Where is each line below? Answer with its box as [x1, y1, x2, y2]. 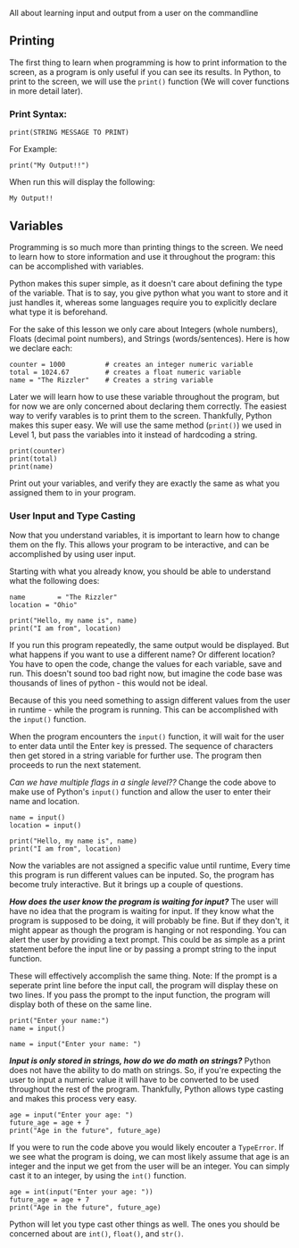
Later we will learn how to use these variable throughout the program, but [9, 391, 279, 402]
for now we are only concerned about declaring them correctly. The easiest [9, 401, 287, 412]
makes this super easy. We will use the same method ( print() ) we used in [9, 420, 282, 430]
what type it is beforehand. [9, 306, 109, 317]
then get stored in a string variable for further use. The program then [9, 750, 262, 761]
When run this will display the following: [9, 177, 155, 187]
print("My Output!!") [9, 161, 90, 171]
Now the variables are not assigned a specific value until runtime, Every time [9, 861, 291, 871]
